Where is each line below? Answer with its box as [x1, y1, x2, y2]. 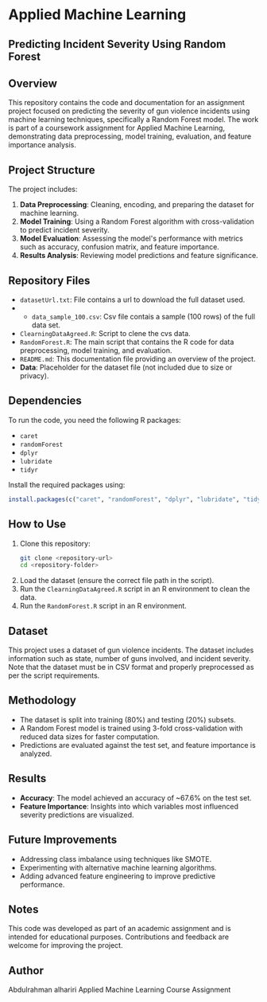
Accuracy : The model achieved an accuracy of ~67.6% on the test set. [19, 793, 252, 802]
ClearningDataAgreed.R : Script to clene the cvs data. [19, 329, 191, 339]
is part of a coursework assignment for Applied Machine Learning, [8, 123, 225, 133]
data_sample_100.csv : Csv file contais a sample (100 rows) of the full [31, 312, 256, 322]
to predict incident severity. [19, 225, 110, 235]
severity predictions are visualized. [19, 810, 134, 820]
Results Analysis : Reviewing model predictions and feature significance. [19, 251, 258, 260]
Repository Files [8, 273, 91, 288]
